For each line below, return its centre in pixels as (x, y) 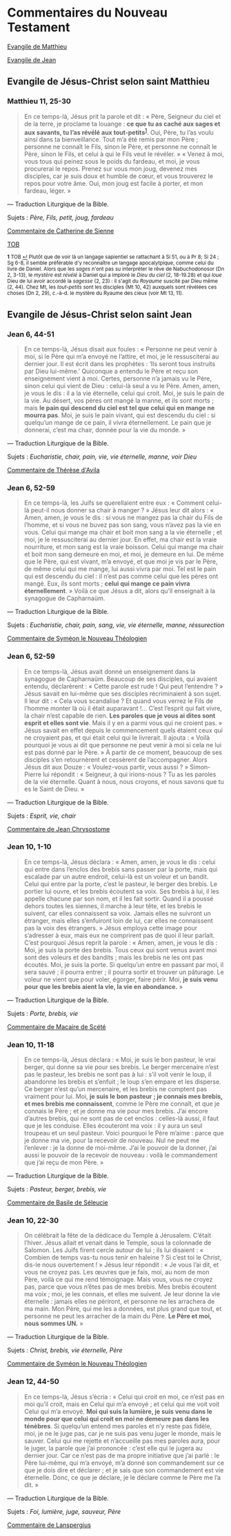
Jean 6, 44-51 (31, 334)
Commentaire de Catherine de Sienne (61, 231)
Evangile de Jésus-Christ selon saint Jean (100, 315)
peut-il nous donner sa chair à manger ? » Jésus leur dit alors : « (122, 510)
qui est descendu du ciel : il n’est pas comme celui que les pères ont (121, 576)
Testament (39, 27)
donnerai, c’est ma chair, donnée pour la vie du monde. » (105, 430)
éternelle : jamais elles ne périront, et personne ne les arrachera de (119, 1302)
